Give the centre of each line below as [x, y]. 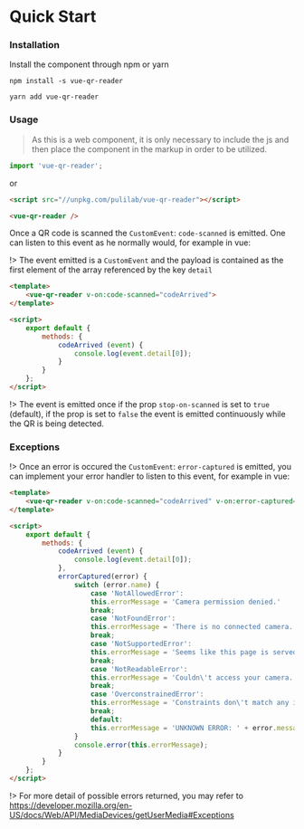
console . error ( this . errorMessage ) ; [141, 745]
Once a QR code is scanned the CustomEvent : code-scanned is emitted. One [147, 233]
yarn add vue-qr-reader [54, 97]
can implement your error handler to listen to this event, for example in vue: [150, 476]
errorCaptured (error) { [102, 576]
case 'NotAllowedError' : [137, 593]
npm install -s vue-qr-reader [66, 81]
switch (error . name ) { [117, 585]
